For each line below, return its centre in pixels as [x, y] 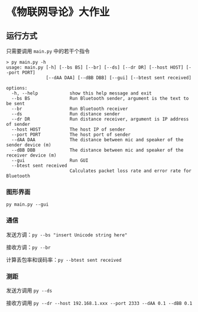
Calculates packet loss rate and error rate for [131, 171]
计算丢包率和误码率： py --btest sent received [64, 259]
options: [17, 88]
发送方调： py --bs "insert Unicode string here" [67, 235]
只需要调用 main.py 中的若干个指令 [48, 51]
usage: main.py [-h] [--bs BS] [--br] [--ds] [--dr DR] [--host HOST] [95, 67]
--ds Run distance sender [66, 114]
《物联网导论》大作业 [58, 12]
